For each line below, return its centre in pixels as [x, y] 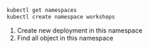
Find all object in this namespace [65, 38]
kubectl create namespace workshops [61, 17]
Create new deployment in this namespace [80, 30]
